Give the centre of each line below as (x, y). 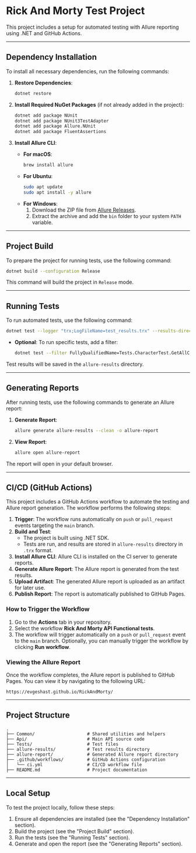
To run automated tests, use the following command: (69, 320)
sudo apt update (43, 187)
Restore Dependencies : (43, 83)
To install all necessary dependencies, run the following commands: (87, 71)
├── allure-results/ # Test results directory (78, 749)
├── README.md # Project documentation (77, 770)
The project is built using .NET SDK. (66, 538)
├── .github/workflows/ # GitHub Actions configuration (86, 759)
